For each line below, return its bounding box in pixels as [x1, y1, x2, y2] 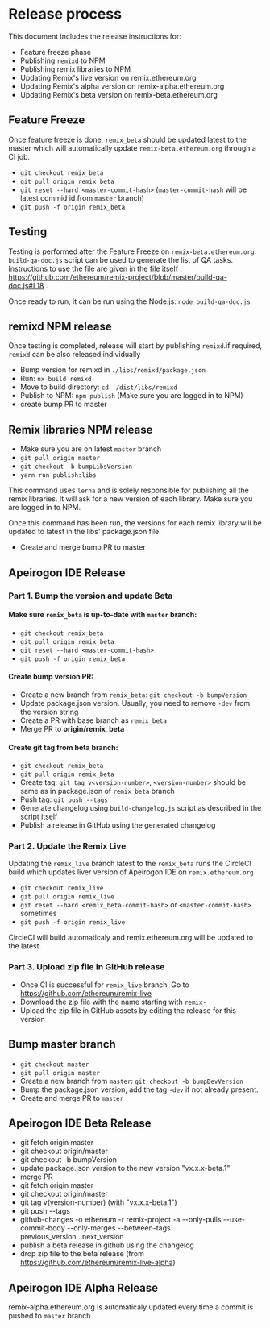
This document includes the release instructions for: [8, 31, 181, 41]
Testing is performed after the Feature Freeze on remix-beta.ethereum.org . [8, 247, 256, 256]
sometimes [19, 908, 57, 919]
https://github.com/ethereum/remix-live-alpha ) [19, 1258, 176, 1268]
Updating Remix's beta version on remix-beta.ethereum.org [19, 89, 218, 99]
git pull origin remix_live [19, 893, 114, 901]
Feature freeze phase [19, 47, 91, 56]
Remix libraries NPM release [8, 422, 153, 436]
